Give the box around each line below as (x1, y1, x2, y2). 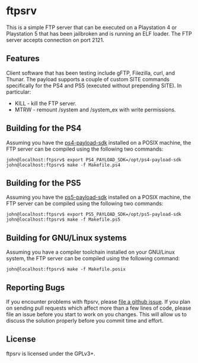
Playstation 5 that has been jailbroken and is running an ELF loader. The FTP (6, 30, 192, 37)
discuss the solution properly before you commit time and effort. (6, 317, 164, 324)
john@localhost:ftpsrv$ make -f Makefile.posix (6, 266, 126, 272)
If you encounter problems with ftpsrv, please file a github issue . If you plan (6, 298, 191, 305)
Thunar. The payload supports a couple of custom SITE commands (6, 75, 170, 82)
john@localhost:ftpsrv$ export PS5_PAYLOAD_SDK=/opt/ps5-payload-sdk (6, 212, 182, 218)
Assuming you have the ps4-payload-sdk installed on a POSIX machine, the (6, 139, 191, 146)
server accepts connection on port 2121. (6, 36, 105, 43)
